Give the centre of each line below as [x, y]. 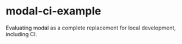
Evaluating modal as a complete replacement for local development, [91, 28]
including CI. [22, 34]
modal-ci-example [54, 11]
